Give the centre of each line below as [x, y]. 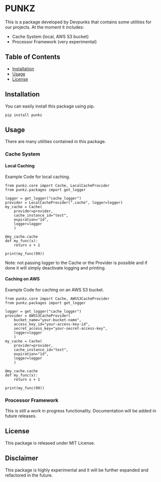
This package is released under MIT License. [50, 443]
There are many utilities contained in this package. [55, 142]
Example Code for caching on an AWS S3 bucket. [55, 289]
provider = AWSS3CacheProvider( [38, 316]
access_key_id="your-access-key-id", [52, 324]
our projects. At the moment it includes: [45, 27]
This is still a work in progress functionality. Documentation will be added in [81, 411]
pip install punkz [24, 115]
